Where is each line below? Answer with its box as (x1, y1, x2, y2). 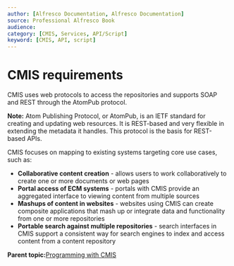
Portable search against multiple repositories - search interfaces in (17, 222, 217, 231)
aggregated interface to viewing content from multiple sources (17, 192, 199, 200)
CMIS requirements (7, 67, 123, 83)
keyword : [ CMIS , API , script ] (7, 37, 97, 44)
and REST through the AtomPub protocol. (7, 98, 128, 107)
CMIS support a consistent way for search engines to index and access (17, 229, 225, 238)
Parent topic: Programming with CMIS (7, 250, 117, 259)
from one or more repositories (17, 214, 105, 223)
